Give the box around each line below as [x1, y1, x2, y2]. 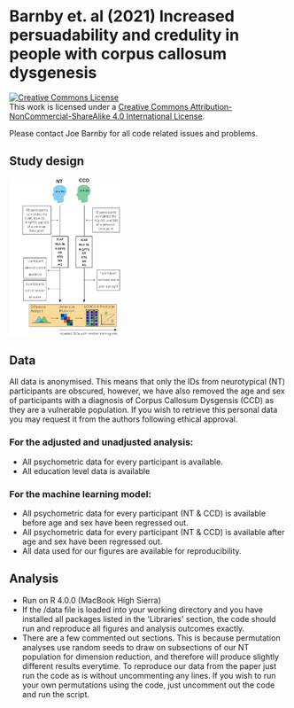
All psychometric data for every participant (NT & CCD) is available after [21, 526, 285, 537]
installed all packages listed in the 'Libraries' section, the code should [21, 613, 276, 624]
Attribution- [190, 101, 233, 112]
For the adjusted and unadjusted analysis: [9, 436, 194, 448]
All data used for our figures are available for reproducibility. [21, 545, 242, 556]
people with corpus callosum [9, 44, 228, 64]
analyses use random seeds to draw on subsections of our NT [21, 642, 250, 652]
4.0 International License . [112, 111, 205, 121]
